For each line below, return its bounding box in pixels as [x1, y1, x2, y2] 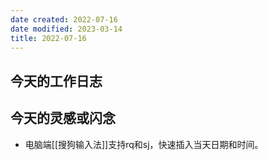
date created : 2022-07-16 [10, 14, 118, 25]
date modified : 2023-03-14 [10, 24, 123, 34]
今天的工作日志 [10, 72, 103, 90]
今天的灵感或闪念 [10, 110, 116, 127]
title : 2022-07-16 [10, 33, 87, 43]
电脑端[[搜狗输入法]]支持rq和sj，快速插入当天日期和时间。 [24, 138, 264, 150]
